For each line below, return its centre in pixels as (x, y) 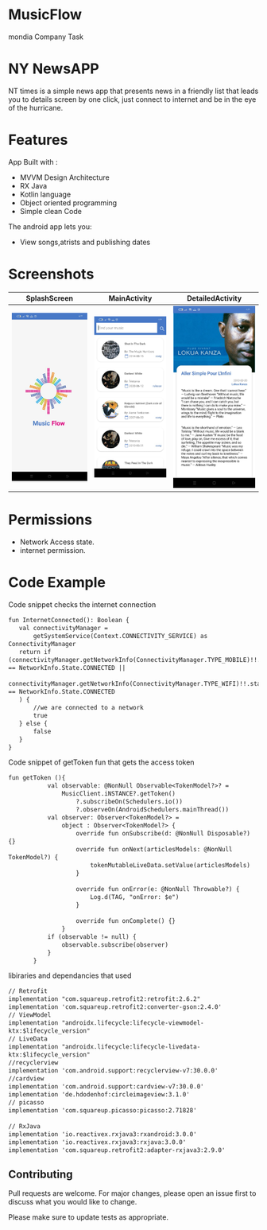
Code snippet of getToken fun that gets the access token (101, 762)
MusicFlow (45, 15)
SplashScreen (50, 298)
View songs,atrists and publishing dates (85, 242)
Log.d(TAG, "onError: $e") (135, 897)
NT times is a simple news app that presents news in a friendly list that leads (133, 91)
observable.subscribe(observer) (115, 944)
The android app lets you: (50, 226)
